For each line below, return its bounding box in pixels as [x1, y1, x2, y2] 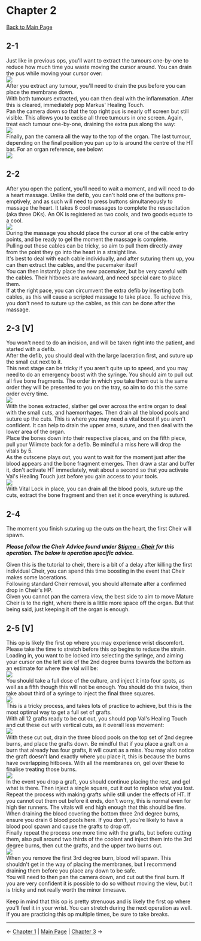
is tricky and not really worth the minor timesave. [6, 886, 127, 893]
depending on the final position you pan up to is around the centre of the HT [6, 139, 194, 146]
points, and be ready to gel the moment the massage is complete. [6, 236, 168, 243]
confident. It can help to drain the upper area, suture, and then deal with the [6, 422, 193, 429]
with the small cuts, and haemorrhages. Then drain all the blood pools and [6, 409, 190, 416]
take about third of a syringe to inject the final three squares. [6, 690, 156, 697]
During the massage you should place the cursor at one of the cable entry [6, 229, 188, 236]
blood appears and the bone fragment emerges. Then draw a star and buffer [6, 460, 195, 467]
